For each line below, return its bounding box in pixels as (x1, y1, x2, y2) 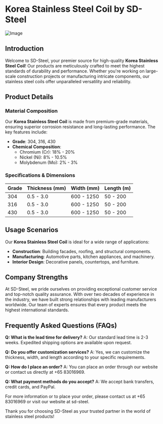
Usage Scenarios (5, 226, 58, 234)
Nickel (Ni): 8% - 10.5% (19, 154, 67, 161)
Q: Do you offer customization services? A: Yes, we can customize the (5, 349, 150, 355)
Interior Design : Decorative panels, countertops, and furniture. (12, 259, 139, 264)
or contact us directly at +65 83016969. (5, 369, 85, 375)
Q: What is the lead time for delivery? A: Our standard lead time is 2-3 (5, 334, 148, 340)
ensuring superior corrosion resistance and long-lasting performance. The (5, 124, 156, 130)
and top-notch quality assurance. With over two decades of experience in (5, 292, 155, 297)
